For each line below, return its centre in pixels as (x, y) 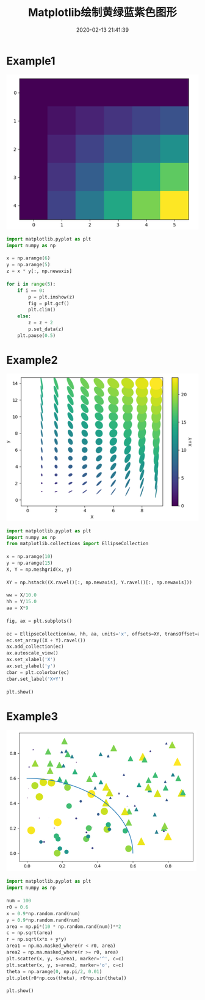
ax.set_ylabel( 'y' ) (31, 666)
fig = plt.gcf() (49, 303)
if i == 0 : (31, 291)
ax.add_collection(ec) (35, 647)
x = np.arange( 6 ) (28, 258)
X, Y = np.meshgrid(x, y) (39, 569)
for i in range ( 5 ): (31, 284)
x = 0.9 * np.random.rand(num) (43, 913)
